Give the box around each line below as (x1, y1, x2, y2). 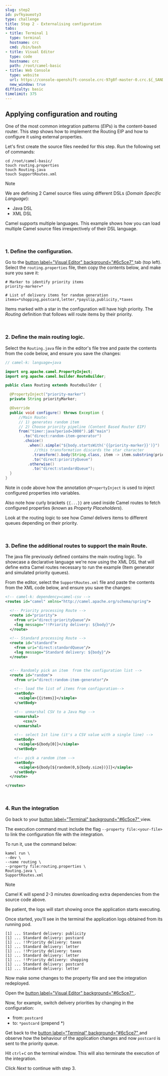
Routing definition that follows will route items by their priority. (5, 312, 133, 318)
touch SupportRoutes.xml (5, 172, 57, 177)
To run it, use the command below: (5, 841, 77, 847)
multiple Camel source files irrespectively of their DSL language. (5, 226, 137, 232)
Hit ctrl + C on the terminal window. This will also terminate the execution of (5, 1050, 160, 1056)
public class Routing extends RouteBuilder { (5, 383, 101, 388)
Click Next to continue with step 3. (5, 1065, 76, 1071)
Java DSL (12, 205, 32, 211)
